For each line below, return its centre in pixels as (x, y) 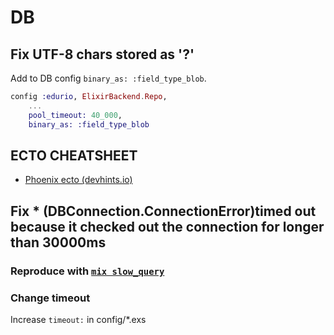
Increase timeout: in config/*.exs (78, 319)
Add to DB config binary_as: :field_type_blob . (108, 78)
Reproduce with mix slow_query (87, 271)
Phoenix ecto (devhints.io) (78, 180)
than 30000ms (58, 242)
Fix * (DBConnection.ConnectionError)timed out (163, 211)
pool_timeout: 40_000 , (75, 115)
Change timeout (50, 298)
